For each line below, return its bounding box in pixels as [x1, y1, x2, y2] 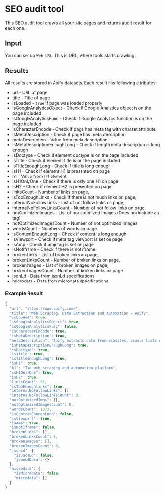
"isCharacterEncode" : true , [9, 329, 67, 334]
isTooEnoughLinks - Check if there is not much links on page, [12, 194, 137, 200]
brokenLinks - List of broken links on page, [12, 251, 99, 257]
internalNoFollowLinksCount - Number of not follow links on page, [12, 205, 146, 211]
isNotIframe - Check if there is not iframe [12, 247, 96, 252]
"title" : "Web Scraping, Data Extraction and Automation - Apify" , [9, 311, 151, 316]
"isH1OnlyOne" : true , [9, 370, 54, 375]
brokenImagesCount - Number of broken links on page [12, 267, 123, 273]
